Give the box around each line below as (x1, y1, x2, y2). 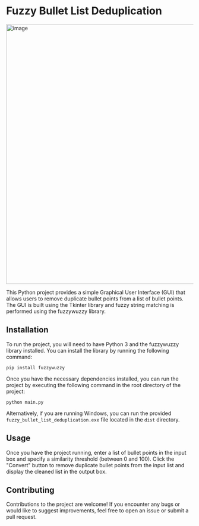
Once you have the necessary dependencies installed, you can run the (6, 375, 179, 382)
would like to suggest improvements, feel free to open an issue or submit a (6, 507, 189, 514)
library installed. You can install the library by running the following (6, 347, 169, 354)
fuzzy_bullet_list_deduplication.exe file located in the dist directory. (6, 416, 180, 423)
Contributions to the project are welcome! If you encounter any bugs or (6, 500, 180, 508)
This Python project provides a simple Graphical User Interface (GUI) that (6, 289, 185, 296)
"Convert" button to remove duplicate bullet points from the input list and (6, 461, 185, 468)
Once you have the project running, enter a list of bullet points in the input (6, 449, 187, 456)
